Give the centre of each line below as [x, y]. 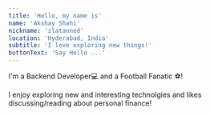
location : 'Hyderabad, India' [59, 38]
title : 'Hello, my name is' [55, 16]
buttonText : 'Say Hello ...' [57, 53]
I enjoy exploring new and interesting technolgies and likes [105, 94]
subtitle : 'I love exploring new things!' [80, 46]
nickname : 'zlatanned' [46, 30]
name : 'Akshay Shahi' [44, 23]
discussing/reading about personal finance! [80, 103]
